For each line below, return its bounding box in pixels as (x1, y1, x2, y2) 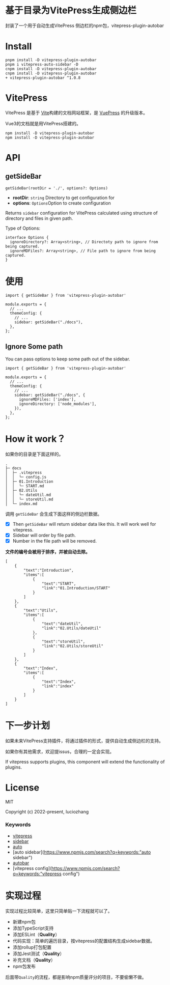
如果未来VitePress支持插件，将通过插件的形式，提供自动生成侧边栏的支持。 (5, 738, 164, 744)
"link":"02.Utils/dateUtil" (41, 626, 101, 631)
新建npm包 (12, 918, 36, 924)
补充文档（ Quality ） (12, 956, 55, 963)
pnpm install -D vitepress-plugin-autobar (5, 57, 97, 63)
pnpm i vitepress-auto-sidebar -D (5, 62, 79, 67)
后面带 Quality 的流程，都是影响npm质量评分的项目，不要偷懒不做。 (5, 974, 147, 980)
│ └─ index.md (5, 501, 38, 506)
